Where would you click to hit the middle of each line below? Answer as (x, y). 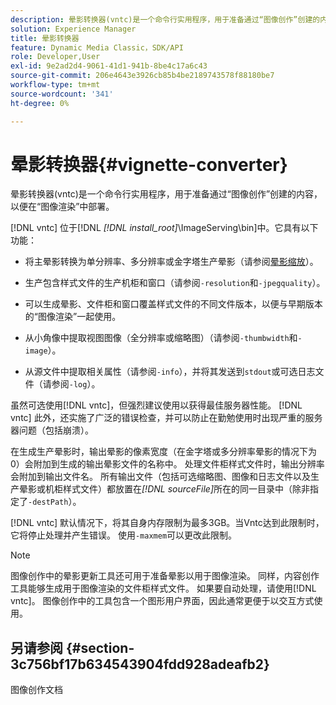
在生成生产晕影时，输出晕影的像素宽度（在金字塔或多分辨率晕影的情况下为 (163, 452)
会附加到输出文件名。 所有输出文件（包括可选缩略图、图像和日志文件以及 (160, 477)
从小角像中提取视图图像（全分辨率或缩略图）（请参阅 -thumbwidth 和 (161, 338)
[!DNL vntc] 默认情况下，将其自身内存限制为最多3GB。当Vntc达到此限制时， (167, 523)
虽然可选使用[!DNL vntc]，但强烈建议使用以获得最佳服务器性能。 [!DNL (156, 405)
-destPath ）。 (55, 502)
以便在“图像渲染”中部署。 (62, 207)
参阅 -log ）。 (76, 384)
